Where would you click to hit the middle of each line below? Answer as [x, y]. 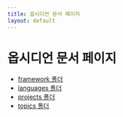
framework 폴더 [40, 79]
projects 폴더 [36, 97]
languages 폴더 [39, 88]
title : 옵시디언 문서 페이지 [44, 14]
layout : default [31, 21]
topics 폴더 [33, 106]
